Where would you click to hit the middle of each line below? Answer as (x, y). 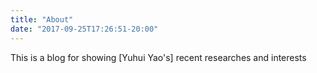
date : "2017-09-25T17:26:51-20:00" (84, 29)
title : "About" (42, 19)
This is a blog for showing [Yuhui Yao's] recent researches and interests (158, 57)
